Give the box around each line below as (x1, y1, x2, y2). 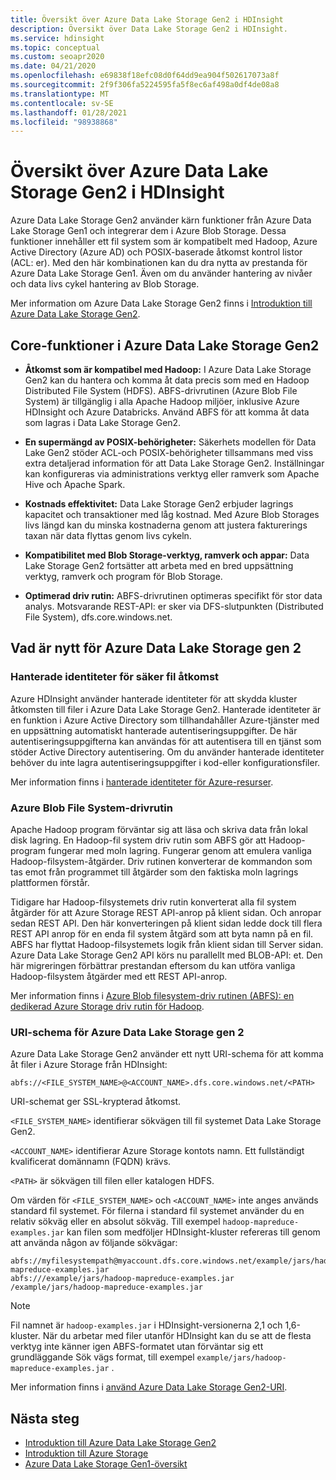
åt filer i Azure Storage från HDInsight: (10, 1059, 168, 1071)
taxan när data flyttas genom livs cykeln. (24, 530, 192, 541)
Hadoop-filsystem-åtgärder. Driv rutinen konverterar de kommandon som (10, 855, 313, 867)
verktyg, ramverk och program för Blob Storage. (24, 571, 223, 582)
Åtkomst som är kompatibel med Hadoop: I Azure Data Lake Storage (24, 364, 312, 375)
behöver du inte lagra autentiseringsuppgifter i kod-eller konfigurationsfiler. (10, 756, 321, 768)
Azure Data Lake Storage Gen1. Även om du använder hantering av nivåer (10, 267, 313, 280)
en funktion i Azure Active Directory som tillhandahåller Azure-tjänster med (10, 714, 320, 726)
